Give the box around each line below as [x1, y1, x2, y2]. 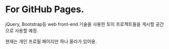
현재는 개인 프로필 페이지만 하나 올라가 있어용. [5, 38, 97, 44]
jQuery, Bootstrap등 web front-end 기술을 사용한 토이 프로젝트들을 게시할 [5, 21, 155, 27]
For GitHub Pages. [5, 4, 84, 15]
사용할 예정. [14, 27, 38, 34]
